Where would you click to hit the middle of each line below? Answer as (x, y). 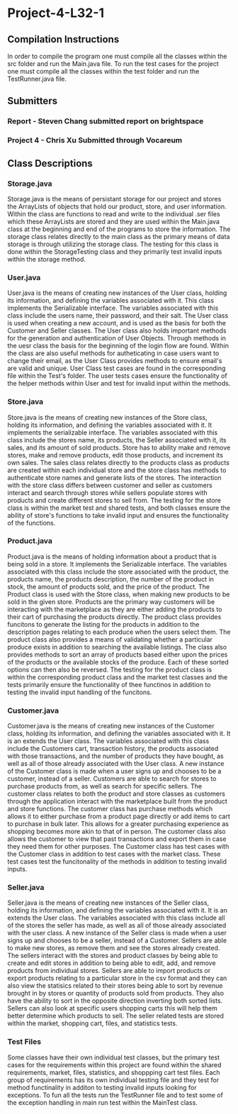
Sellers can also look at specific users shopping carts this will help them (112, 1008)
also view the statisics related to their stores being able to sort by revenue (115, 986)
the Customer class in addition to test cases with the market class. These (114, 854)
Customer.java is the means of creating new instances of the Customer (111, 726)
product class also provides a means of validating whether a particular (110, 639)
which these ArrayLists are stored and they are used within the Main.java (113, 221)
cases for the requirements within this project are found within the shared (114, 1064)
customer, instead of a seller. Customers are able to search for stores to (112, 779)
